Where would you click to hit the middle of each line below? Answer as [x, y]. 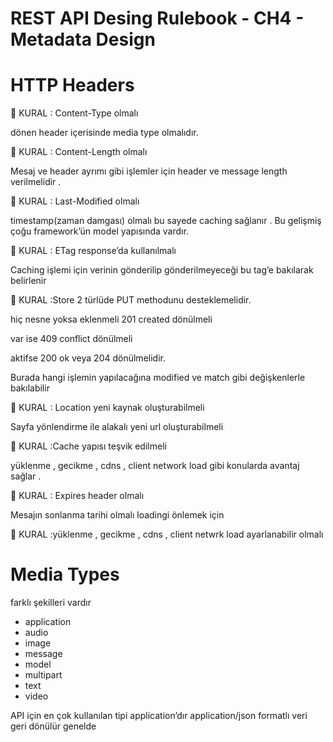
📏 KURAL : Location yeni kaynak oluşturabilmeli [107, 408]
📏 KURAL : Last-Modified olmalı [75, 201]
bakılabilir [30, 388]
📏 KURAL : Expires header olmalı [77, 496]
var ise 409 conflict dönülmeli [71, 339]
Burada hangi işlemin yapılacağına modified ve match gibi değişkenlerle [158, 378]
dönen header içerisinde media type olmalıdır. [104, 133]
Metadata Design [83, 39]
